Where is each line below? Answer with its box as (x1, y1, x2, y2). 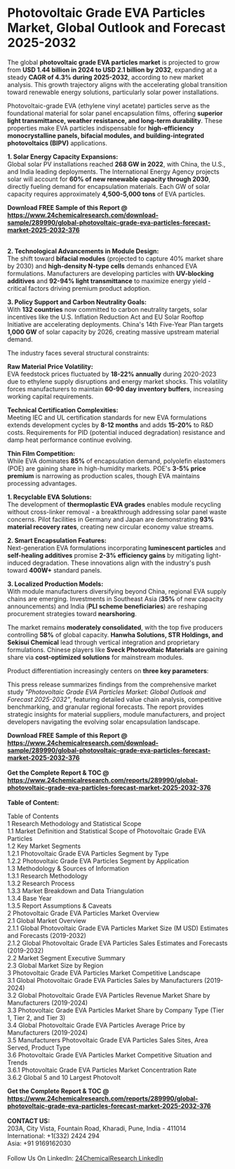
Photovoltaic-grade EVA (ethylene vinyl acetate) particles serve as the (7, 101, 210, 110)
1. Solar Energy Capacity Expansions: (7, 152, 119, 161)
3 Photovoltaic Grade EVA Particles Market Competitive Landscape (7, 968, 201, 977)
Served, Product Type (7, 1043, 71, 1052)
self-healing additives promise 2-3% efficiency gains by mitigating (7, 551, 205, 559)
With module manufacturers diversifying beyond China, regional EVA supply (7, 587, 227, 595)
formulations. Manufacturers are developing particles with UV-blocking (7, 269, 214, 277)
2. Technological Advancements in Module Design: (7, 247, 159, 255)
